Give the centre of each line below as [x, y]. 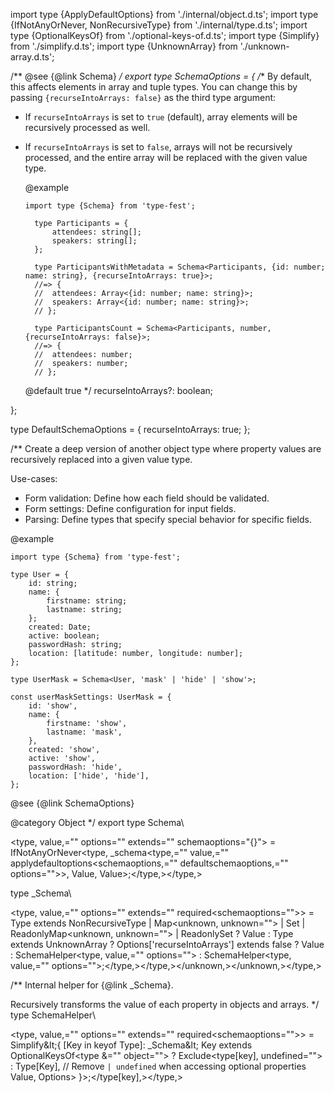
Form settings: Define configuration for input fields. [130, 508]
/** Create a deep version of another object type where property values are [166, 448]
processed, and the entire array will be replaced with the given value [166, 157]
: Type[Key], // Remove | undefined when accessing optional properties [158, 1066]
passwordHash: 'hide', [75, 767]
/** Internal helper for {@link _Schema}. [92, 985]
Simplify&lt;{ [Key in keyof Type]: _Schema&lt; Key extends [131, 1045]
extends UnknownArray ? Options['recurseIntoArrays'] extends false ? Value [167, 944]
